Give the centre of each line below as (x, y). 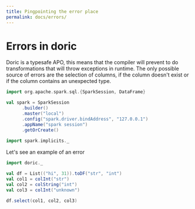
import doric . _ (25, 163)
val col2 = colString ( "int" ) (42, 184)
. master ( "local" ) (43, 114)
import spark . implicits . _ (38, 141)
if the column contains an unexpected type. (59, 81)
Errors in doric (42, 46)
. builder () (35, 108)
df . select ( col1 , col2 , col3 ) (42, 201)
